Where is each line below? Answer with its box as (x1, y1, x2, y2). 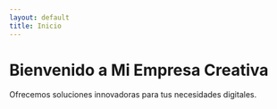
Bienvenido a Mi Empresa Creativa (9, 60, 269, 80)
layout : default (9, 13, 70, 22)
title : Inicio (9, 21, 63, 30)
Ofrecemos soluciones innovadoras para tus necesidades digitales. (9, 89, 257, 100)
